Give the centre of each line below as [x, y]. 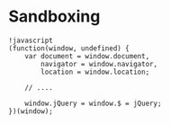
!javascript [31, 40]
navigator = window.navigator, [99, 64]
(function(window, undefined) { [69, 48]
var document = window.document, [87, 56]
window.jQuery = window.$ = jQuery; [94, 103]
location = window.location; [95, 72]
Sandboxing [54, 17]
